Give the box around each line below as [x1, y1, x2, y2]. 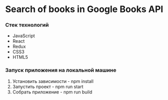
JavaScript [12, 33, 35, 39]
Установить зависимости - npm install [12, 78, 94, 84]
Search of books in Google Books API [5, 4, 163, 15]
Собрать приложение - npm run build [12, 89, 93, 95]
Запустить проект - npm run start [12, 83, 83, 89]
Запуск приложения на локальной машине [5, 67, 117, 74]
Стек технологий [5, 22, 49, 29]
